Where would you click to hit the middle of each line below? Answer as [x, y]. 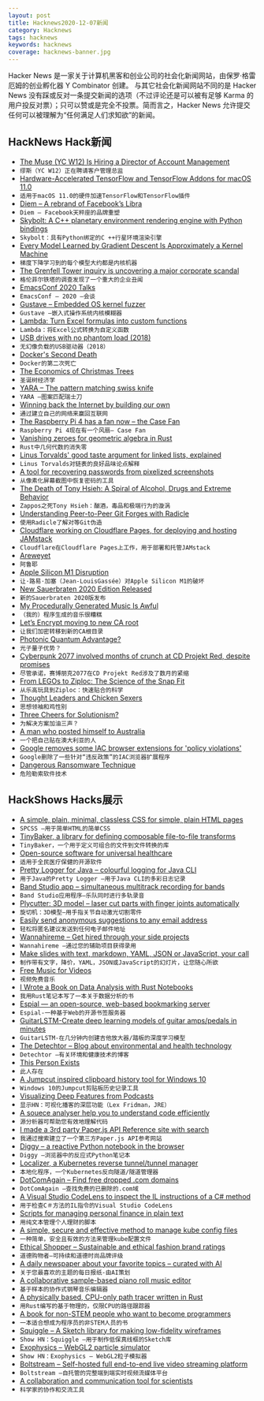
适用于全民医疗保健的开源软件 [61, 862]
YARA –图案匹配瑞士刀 [51, 397]
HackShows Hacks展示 [66, 800]
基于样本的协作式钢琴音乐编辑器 [64, 1289]
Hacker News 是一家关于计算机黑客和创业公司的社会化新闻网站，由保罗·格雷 [132, 75]
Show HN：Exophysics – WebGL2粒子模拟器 [83, 1356]
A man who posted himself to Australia [82, 731]
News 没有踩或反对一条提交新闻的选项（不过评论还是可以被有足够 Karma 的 [131, 95]
